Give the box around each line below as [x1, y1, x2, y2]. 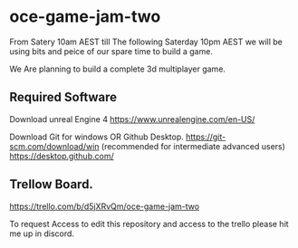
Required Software [9, 90, 118, 105]
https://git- [185, 131, 226, 142]
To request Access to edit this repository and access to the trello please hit [9, 218, 289, 229]
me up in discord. [9, 228, 75, 239]
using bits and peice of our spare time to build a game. [9, 45, 213, 56]
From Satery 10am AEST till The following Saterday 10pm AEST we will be [9, 36, 284, 47]
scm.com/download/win [9, 140, 100, 151]
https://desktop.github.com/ [9, 150, 115, 161]
